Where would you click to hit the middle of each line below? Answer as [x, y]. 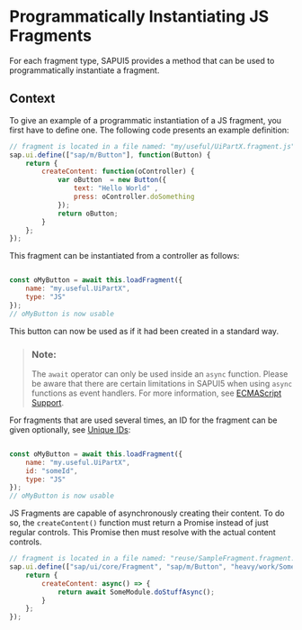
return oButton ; [88, 214]
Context [32, 99]
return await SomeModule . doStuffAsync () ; [136, 592]
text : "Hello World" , [116, 188]
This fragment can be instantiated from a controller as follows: [124, 256]
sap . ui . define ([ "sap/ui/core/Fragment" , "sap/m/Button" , [118, 567]
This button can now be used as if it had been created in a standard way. [144, 331]
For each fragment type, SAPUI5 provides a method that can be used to [142, 60]
